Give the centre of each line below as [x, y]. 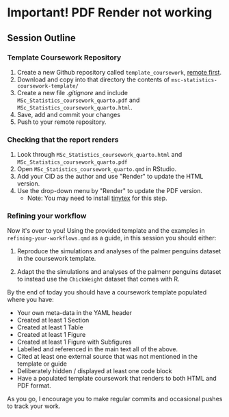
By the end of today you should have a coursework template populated [107, 292]
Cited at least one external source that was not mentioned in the [107, 357]
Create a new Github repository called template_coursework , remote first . [119, 72]
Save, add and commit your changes [69, 114]
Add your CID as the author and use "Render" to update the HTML [110, 177]
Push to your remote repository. [62, 122]
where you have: [30, 300]
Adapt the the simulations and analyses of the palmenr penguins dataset [119, 272]
